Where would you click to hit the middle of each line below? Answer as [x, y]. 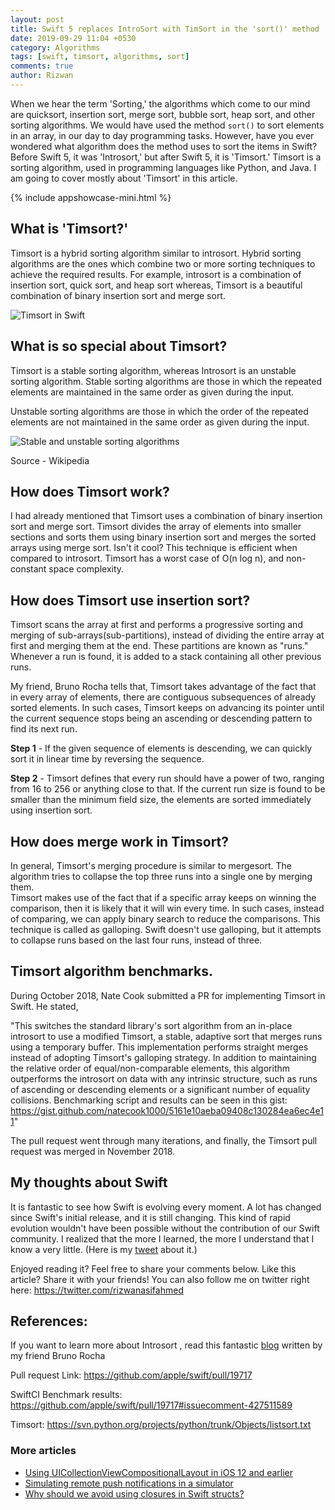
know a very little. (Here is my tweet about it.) [104, 1249]
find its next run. [44, 729]
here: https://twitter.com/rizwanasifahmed [97, 1290]
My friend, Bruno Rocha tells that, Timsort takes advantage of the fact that [163, 687]
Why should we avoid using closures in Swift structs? [134, 1493]
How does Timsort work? [90, 491]
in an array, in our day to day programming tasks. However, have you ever [162, 135]
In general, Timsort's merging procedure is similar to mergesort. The [151, 865]
